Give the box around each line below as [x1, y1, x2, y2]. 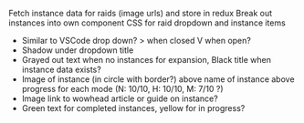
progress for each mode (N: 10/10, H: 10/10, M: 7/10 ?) [21, 84, 225, 94]
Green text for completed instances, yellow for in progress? [21, 103, 246, 113]
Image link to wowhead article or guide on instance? [21, 93, 218, 104]
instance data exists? [21, 64, 101, 75]
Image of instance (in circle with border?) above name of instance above [21, 74, 295, 85]
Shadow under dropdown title [21, 45, 134, 56]
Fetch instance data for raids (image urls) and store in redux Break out [8, 8, 273, 18]
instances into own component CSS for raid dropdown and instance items [8, 17, 287, 28]
